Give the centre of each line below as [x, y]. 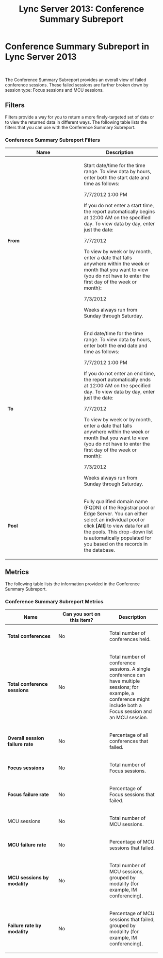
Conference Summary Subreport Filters [53, 140]
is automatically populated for [118, 538]
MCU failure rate [27, 845]
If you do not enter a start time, [119, 206]
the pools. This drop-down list [119, 532]
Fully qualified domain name [116, 502]
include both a [126, 706]
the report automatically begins [120, 212]
